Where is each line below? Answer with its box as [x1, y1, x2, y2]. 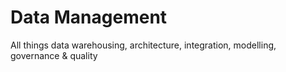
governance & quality [10, 49, 98, 61]
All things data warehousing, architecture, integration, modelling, [10, 39, 277, 51]
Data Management [10, 6, 168, 29]
